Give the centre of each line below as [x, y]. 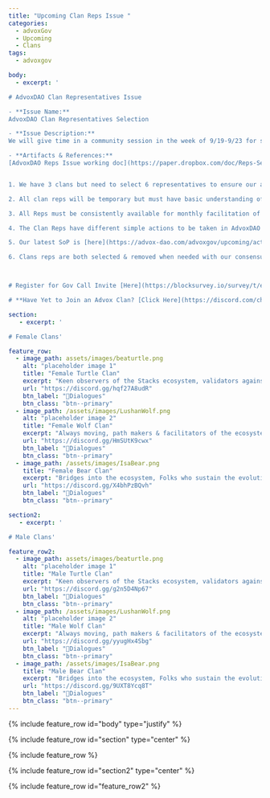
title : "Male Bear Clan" [64, 671]
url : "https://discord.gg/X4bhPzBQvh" [88, 486]
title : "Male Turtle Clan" [68, 574]
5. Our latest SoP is [45, 243]
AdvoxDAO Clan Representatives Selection [79, 119]
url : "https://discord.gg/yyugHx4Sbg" [88, 641]
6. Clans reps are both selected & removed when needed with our [120, 257]
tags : [17, 53]
